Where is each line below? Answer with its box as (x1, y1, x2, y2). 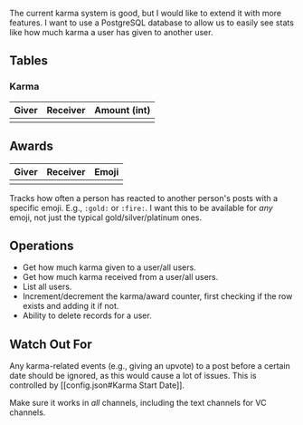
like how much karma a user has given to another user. (9, 27, 213, 37)
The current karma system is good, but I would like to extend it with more (9, 8, 282, 18)
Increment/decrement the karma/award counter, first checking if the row (22, 291, 293, 302)
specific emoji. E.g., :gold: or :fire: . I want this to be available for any (9, 202, 273, 213)
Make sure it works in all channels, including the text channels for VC (9, 398, 267, 409)
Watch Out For (9, 336, 92, 352)
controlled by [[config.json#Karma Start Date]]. (9, 380, 185, 391)
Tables (9, 53, 48, 69)
